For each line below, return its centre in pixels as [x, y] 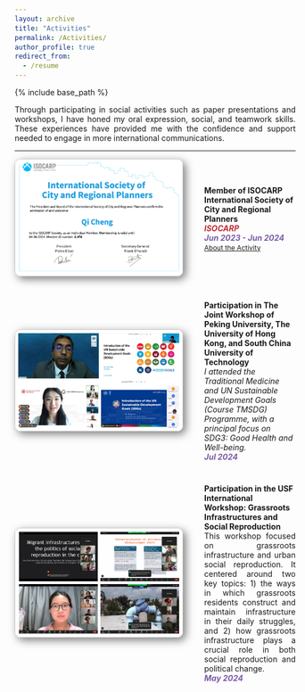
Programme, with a [239, 419]
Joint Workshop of [239, 315]
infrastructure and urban [250, 555]
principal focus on [238, 429]
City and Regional [238, 209]
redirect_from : [43, 57]
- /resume [41, 66]
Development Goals [241, 400]
